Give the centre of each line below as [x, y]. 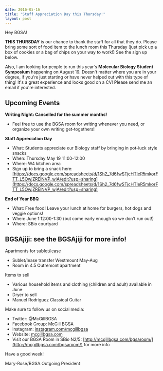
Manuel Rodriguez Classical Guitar [47, 300]
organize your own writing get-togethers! [53, 129]
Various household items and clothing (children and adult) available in [82, 284]
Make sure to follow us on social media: [45, 309]
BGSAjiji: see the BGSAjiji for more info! [66, 239]
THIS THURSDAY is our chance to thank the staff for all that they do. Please [81, 42]
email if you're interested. [31, 88]
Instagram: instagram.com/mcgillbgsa [50, 329]
